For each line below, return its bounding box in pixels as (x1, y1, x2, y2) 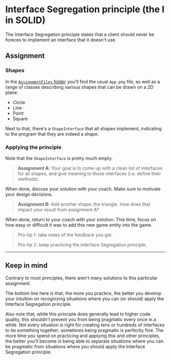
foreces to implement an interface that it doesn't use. (5, 37, 117, 43)
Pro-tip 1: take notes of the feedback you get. (17, 231, 113, 238)
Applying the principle (5, 143, 62, 151)
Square (12, 115, 28, 122)
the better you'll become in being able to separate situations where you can (5, 338, 164, 344)
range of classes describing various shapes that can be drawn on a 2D (5, 84, 154, 90)
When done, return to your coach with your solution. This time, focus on (5, 216, 156, 223)
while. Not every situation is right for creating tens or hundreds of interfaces (5, 322, 165, 328)
